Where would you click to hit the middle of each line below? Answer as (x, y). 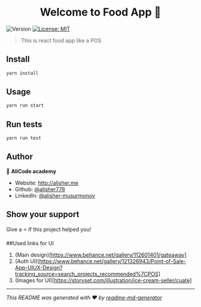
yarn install (22, 73)
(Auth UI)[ (27, 261)
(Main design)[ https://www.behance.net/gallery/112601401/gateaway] (100, 255)
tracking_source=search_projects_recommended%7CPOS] (87, 274)
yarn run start (25, 106)
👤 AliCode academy (31, 171)
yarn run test (24, 138)
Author (19, 157)
